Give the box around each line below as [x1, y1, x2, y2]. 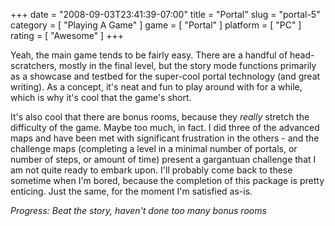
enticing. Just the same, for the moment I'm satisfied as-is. [10, 185, 253, 197]
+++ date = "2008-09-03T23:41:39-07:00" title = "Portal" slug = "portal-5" [10, 9, 321, 20]
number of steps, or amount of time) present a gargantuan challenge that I [10, 154, 317, 165]
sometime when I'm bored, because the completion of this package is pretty [10, 175, 325, 186]
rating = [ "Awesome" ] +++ [10, 30, 124, 41]
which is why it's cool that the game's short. [10, 92, 192, 103]
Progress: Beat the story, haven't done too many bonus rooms [10, 205, 267, 216]
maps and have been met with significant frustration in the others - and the [10, 132, 320, 144]
